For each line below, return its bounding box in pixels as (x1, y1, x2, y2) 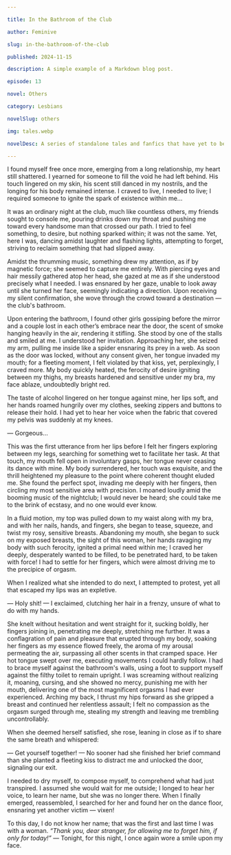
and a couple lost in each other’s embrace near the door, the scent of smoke (7, 322, 223, 330)
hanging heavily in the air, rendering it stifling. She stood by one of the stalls (7, 329, 222, 338)
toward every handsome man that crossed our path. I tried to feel (7, 222, 192, 230)
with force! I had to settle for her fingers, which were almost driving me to (7, 558, 215, 566)
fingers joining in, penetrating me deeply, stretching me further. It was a (7, 627, 210, 636)
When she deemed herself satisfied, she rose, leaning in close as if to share (7, 728, 222, 737)
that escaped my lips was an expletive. (7, 586, 117, 594)
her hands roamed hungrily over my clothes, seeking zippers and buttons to (7, 401, 222, 409)
